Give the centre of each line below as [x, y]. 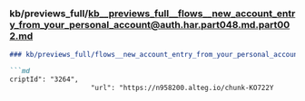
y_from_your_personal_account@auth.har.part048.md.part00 [150, 24]
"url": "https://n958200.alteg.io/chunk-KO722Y [182, 87]
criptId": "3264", [44, 79]
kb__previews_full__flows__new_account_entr [192, 14]
